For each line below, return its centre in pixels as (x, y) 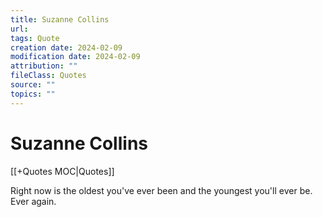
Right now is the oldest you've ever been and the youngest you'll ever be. (161, 190)
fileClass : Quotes (48, 76)
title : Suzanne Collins (60, 19)
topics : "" (33, 94)
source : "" (33, 85)
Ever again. (33, 201)
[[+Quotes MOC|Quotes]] (62, 171)
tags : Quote (35, 38)
